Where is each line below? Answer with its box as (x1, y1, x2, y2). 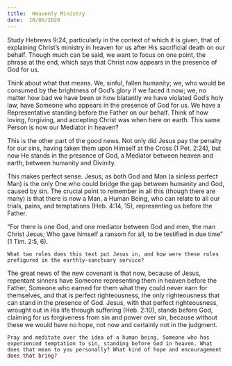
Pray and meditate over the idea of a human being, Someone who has (7, 334, 210, 341)
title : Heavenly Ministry (7, 10, 85, 17)
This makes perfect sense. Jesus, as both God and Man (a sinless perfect (7, 172, 218, 181)
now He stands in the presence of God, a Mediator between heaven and (7, 151, 214, 160)
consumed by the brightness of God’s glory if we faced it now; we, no (7, 86, 207, 94)
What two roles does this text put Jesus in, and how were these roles (7, 251, 219, 258)
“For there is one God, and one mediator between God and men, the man (7, 222, 216, 231)
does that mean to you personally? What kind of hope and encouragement (7, 346, 222, 353)
